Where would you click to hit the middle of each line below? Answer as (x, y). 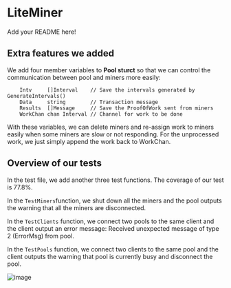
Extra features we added (61, 53)
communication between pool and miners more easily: (84, 77)
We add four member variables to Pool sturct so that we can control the (109, 70)
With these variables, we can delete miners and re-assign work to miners (111, 127)
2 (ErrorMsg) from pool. (41, 236)
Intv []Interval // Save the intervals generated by (107, 90)
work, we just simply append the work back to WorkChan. (89, 141)
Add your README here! (42, 32)
